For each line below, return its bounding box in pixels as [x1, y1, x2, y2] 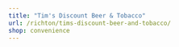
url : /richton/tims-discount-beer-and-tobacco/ [8, 19, 172, 27]
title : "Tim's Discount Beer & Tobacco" [8, 11, 147, 20]
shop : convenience [8, 26, 70, 34]
